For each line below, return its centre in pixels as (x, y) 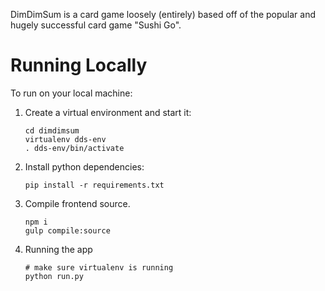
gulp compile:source (67, 230)
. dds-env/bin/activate (74, 148)
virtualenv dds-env (65, 139)
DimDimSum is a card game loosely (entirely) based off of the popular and (163, 14)
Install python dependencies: (84, 166)
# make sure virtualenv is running (99, 267)
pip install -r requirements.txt (94, 185)
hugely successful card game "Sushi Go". (96, 25)
